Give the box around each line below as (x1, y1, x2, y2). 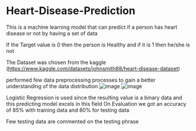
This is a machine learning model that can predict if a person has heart (6, 23, 178, 31)
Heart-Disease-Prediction (6, 4, 135, 18)
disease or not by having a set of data (6, 29, 98, 36)
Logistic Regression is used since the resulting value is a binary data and (6, 94, 182, 101)
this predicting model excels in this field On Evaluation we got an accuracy (6, 100, 187, 107)
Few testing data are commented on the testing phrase (6, 117, 139, 125)
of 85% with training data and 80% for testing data (6, 106, 129, 113)
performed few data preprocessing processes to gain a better (6, 76, 156, 83)
